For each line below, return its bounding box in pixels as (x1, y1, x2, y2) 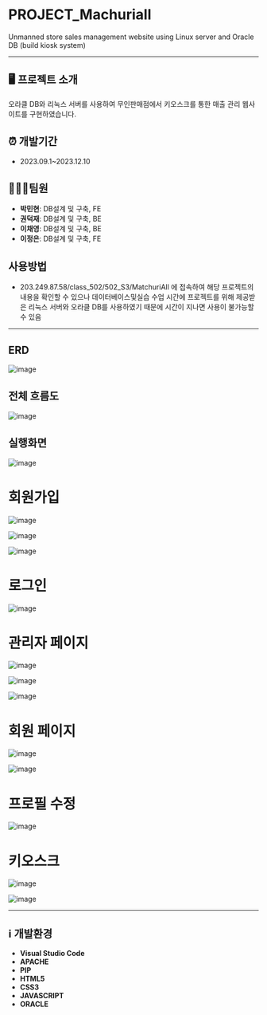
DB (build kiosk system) (8, 40, 86, 49)
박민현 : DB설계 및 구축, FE (19, 204, 102, 214)
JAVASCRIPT (19, 991, 64, 1001)
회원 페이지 (8, 722, 76, 740)
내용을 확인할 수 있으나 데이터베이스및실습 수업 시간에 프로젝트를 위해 (19, 293, 234, 302)
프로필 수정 (8, 795, 76, 812)
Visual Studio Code (19, 949, 85, 958)
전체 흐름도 (8, 389, 60, 403)
